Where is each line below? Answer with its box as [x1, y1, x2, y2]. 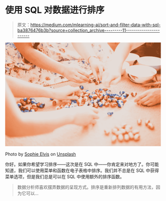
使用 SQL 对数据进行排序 [5, 4, 105, 16]
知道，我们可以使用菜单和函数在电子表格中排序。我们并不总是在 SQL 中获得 [5, 167, 159, 173]
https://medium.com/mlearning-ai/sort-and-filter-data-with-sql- [30, 22, 161, 28]
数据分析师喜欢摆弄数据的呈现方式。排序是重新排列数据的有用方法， [17, 184, 156, 190]
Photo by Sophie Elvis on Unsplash [5, 151, 76, 157]
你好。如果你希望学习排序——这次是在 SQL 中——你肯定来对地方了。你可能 [5, 161, 159, 167]
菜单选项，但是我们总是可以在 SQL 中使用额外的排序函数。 [5, 174, 124, 180]
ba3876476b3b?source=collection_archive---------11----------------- [17, 27, 160, 33]
